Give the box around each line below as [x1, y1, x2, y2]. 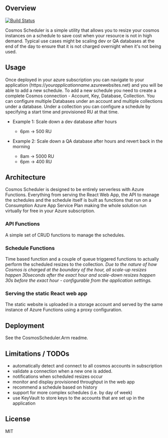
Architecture [5, 173, 46, 182]
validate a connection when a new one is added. [12, 368, 113, 374]
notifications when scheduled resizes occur [12, 373, 103, 380]
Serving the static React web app [5, 290, 88, 297]
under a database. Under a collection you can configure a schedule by [5, 103, 151, 109]
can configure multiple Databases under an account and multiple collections [5, 98, 163, 104]
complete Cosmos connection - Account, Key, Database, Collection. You [5, 93, 155, 99]
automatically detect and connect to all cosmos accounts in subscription [12, 362, 162, 368]
